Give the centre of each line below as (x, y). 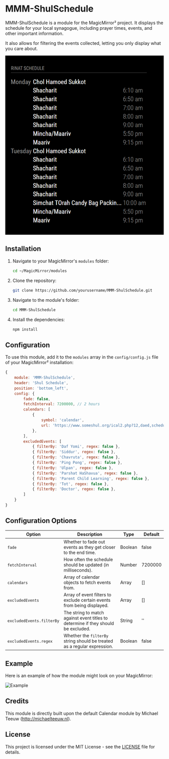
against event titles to (86, 618)
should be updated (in (86, 565)
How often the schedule (88, 559)
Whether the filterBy (86, 636)
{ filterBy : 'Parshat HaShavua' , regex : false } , (85, 473)
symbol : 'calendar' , (63, 420)
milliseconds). (78, 570)
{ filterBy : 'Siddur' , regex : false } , (74, 452)
